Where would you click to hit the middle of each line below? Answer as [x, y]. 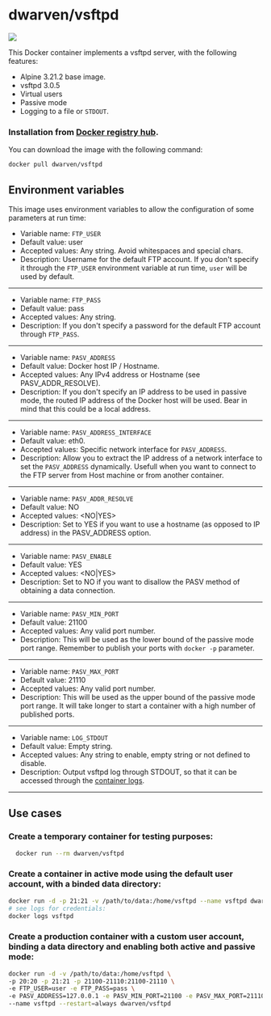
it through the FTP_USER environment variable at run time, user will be [133, 268]
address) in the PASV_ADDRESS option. [85, 532]
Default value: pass [52, 308]
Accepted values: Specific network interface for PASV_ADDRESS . [123, 449]
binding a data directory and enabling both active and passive [132, 946]
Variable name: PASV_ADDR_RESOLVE [77, 498]
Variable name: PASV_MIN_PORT [69, 613]
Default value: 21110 [53, 679]
